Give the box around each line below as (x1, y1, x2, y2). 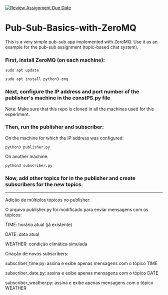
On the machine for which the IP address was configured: (5, 135, 124, 141)
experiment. (5, 111, 30, 117)
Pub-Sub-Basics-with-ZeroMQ (5, 22, 136, 33)
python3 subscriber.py (5, 163, 52, 168)
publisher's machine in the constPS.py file (5, 94, 110, 101)
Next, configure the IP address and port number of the (5, 88, 139, 95)
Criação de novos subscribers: (5, 250, 68, 257)
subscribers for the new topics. (5, 180, 83, 187)
